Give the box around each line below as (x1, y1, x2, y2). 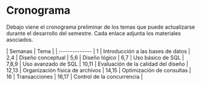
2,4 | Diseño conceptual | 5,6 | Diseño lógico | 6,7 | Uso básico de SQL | (6, 54, 185, 61)
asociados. (6, 36, 34, 43)
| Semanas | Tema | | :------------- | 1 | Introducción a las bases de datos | (6, 47, 191, 54)
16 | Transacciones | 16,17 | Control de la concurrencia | (6, 73, 143, 80)
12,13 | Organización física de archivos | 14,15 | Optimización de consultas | (6, 66, 191, 73)
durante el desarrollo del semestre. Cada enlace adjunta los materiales (6, 29, 181, 36)
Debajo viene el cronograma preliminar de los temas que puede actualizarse (6, 23, 196, 30)
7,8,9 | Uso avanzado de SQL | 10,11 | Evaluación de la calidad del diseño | (6, 60, 188, 67)
